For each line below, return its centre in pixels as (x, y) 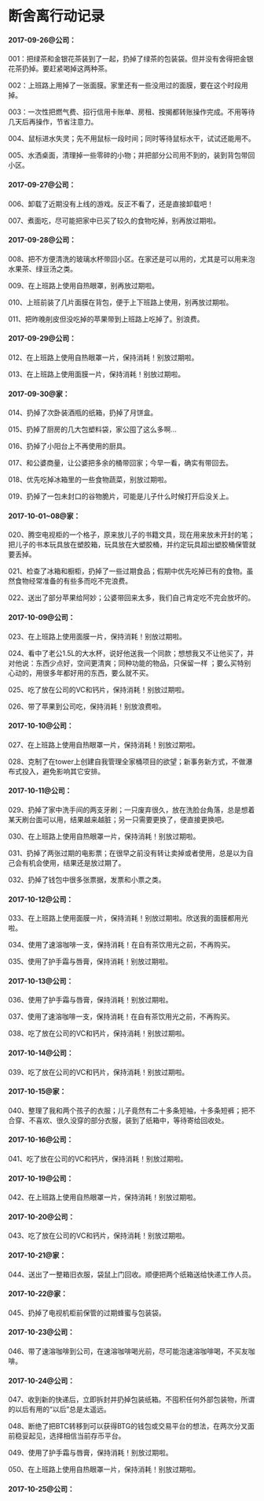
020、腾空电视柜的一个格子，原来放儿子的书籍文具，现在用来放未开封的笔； (132, 535)
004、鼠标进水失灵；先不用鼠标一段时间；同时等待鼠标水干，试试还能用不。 (132, 139)
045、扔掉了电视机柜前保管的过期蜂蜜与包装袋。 (87, 1313)
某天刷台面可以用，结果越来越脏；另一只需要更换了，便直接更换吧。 (118, 820)
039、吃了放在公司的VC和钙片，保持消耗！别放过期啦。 (99, 1072)
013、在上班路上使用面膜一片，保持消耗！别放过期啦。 (97, 374)
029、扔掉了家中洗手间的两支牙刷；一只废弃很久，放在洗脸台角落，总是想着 (132, 810)
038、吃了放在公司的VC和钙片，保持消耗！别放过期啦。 (99, 1033)
